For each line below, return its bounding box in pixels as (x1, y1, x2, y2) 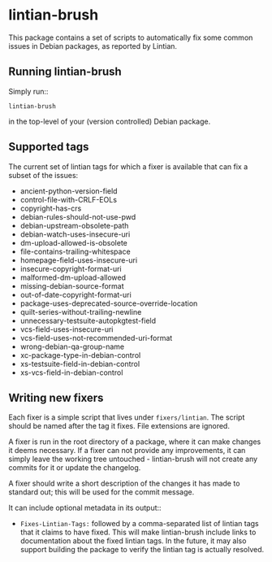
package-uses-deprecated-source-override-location (19, 298, 198, 308)
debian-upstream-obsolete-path (19, 220, 129, 230)
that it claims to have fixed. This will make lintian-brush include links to (19, 527, 257, 538)
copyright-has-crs (19, 203, 82, 213)
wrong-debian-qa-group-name (19, 342, 124, 351)
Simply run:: (8, 86, 49, 96)
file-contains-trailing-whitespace (19, 246, 132, 256)
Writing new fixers (8, 390, 104, 404)
